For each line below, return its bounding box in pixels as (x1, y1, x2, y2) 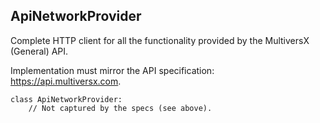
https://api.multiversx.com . (10, 75, 122, 87)
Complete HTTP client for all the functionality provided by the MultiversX (10, 34, 310, 46)
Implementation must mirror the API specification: (10, 64, 215, 76)
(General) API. (10, 45, 69, 57)
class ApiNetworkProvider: (10, 94, 123, 104)
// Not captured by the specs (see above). (28, 103, 213, 113)
